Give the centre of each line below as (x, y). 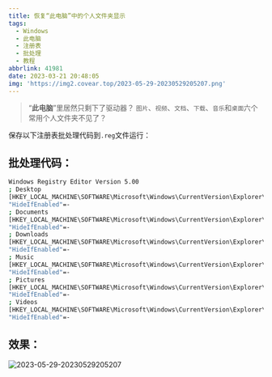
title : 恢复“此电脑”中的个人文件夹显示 (67, 16)
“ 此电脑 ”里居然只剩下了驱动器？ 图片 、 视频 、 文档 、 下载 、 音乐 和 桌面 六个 (143, 108)
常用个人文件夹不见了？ (67, 117)
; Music (21, 257)
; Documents (28, 212)
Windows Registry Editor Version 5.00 (74, 182)
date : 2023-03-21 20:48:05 (54, 76)
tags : (17, 23)
